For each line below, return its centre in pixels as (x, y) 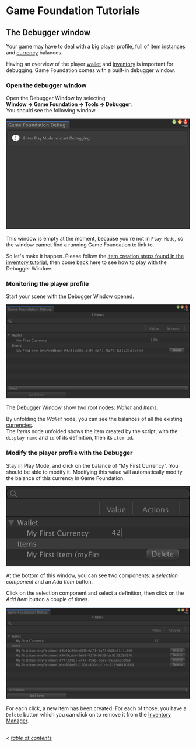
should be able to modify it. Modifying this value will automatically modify (94, 472)
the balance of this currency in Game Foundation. (66, 478)
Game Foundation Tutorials (73, 11)
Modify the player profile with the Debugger (69, 453)
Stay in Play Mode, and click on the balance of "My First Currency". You (92, 465)
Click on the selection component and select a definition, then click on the (95, 593)
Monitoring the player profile (48, 283)
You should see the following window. (51, 111)
